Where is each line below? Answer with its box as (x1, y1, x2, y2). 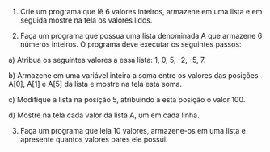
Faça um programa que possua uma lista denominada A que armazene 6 (19, 31, 263, 40)
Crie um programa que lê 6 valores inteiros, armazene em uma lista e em (19, 7, 263, 16)
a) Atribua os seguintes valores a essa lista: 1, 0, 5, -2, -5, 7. (8, 55, 206, 64)
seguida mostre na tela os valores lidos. (19, 15, 153, 25)
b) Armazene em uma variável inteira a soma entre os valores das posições (8, 71, 259, 80)
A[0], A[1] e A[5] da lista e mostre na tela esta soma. (8, 80, 183, 88)
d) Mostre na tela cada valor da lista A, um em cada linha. (8, 110, 200, 120)
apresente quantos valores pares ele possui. (19, 134, 168, 144)
